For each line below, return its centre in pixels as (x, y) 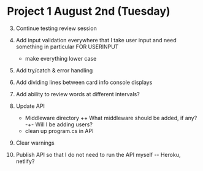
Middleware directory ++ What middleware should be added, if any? (111, 118)
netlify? (25, 161)
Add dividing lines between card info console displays (84, 82)
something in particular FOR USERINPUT (67, 47)
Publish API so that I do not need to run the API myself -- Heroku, (98, 154)
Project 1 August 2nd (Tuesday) (89, 11)
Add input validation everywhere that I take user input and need (96, 40)
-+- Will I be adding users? (59, 124)
